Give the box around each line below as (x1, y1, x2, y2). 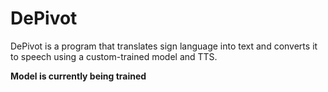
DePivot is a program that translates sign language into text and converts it (10, 40, 318, 52)
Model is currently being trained (10, 70, 147, 82)
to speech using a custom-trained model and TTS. (10, 50, 218, 62)
